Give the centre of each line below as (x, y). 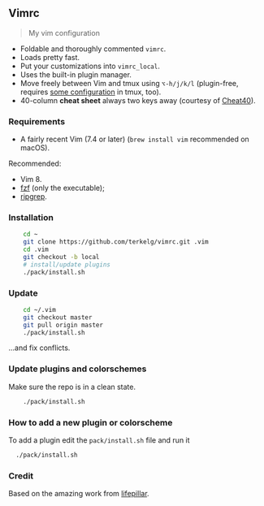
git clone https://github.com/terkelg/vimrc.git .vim (116, 242)
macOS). (35, 148)
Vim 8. (31, 179)
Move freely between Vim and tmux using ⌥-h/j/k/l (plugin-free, (129, 83)
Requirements (37, 121)
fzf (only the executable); (63, 188)
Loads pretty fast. (50, 57)
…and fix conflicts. (39, 348)
